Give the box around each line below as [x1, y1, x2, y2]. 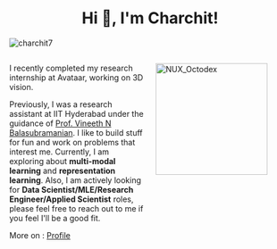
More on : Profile [9, 229, 71, 240]
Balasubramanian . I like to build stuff [9, 127, 143, 137]
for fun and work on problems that [9, 137, 136, 147]
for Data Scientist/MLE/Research [9, 184, 134, 195]
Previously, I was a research [9, 98, 113, 110]
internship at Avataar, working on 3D [9, 71, 144, 83]
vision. [9, 81, 34, 92]
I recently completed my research [9, 62, 133, 73]
